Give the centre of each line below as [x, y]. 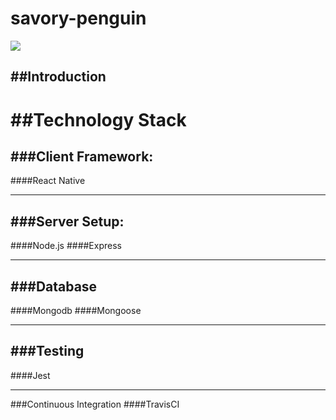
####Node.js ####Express [66, 246]
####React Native [48, 181]
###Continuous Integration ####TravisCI [95, 404]
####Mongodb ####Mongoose [76, 310]
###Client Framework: [82, 156]
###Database [54, 286]
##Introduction [58, 77]
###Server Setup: [67, 221]
